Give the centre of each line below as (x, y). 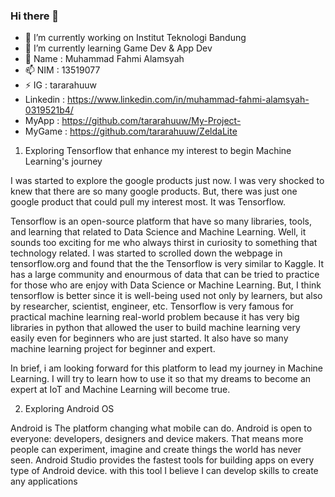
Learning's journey (63, 161)
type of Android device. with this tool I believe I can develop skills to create (164, 471)
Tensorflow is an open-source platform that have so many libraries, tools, (161, 221)
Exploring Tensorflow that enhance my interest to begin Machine (158, 151)
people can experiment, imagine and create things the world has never (156, 450)
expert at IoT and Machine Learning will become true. (120, 390)
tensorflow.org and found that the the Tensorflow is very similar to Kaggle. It (167, 264)
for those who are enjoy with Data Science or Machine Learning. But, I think (166, 285)
